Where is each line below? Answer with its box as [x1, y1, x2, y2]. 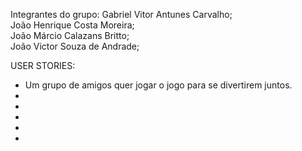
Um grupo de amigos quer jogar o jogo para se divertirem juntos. [24, 79, 293, 91]
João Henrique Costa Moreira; [10, 19, 135, 31]
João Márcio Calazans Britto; [10, 30, 130, 41]
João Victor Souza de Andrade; [10, 40, 140, 52]
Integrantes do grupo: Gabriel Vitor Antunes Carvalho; [10, 9, 233, 20]
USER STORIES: [10, 60, 76, 71]
